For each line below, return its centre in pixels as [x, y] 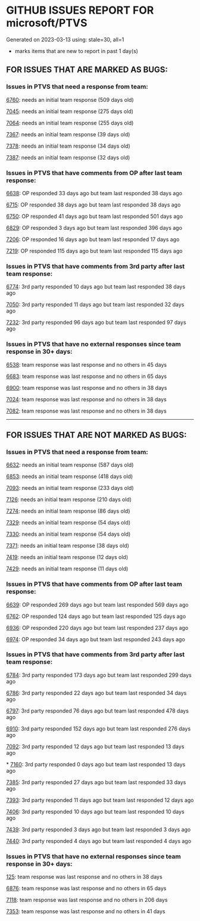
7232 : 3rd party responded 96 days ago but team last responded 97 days [96, 323]
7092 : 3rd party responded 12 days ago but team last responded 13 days [95, 746]
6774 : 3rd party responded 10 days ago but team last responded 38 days [96, 287]
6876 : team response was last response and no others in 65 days [86, 888]
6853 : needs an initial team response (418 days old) [70, 476]
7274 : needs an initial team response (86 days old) [68, 511]
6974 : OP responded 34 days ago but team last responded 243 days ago [96, 639]
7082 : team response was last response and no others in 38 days [86, 411]
